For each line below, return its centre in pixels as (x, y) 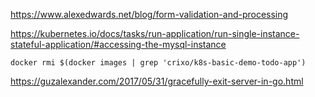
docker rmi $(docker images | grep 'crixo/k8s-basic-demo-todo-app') (158, 63)
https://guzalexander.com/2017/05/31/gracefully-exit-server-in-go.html (157, 81)
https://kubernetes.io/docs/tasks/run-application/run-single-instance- (155, 33)
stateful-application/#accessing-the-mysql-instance (118, 44)
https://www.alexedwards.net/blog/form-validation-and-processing (149, 14)
